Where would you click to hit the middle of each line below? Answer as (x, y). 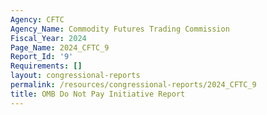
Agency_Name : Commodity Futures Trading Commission (120, 29)
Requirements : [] (46, 66)
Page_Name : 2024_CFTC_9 (60, 47)
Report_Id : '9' (42, 57)
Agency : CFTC (37, 19)
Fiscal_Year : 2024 (48, 38)
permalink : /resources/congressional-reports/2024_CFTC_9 (133, 85)
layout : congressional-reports (75, 76)
